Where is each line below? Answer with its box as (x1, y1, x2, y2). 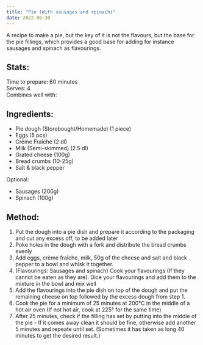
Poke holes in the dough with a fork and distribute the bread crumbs (15, 241, 187, 248)
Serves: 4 (6, 85, 30, 92)
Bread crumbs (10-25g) (15, 158, 74, 165)
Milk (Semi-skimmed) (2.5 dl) (15, 145, 88, 152)
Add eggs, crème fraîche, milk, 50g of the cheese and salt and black (15, 254, 187, 261)
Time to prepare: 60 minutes (6, 78, 78, 85)
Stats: (6, 62, 30, 72)
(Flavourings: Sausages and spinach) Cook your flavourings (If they (15, 267, 185, 274)
